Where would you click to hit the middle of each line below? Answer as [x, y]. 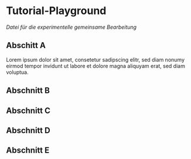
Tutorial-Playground [56, 11]
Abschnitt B [28, 91]
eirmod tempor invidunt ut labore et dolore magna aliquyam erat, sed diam [96, 66]
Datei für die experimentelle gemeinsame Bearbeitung [71, 27]
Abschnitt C [28, 111]
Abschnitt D [28, 130]
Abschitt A [26, 45]
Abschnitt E [28, 150]
